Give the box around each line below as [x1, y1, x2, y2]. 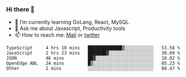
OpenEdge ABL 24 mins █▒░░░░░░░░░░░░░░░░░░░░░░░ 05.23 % [6, 61, 181, 66]
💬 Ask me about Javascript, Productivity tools [14, 25, 125, 32]
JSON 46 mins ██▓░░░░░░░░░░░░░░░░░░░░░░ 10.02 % [6, 55, 181, 61]
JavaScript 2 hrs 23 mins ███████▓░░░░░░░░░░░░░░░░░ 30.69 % [6, 50, 181, 56]
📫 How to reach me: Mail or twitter [14, 32, 100, 39]
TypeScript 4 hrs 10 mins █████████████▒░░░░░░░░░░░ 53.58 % [6, 45, 181, 51]
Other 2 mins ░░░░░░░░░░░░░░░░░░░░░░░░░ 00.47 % [6, 66, 181, 72]
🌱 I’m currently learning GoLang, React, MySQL [14, 19, 129, 26]
